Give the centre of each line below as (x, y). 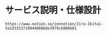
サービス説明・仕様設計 (53, 10)
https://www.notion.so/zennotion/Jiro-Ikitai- (54, 24)
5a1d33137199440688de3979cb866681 (41, 28)
